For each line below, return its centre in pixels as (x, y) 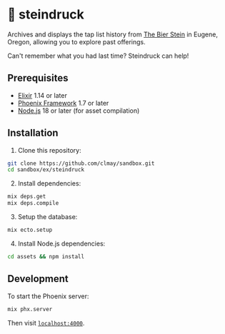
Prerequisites (38, 78)
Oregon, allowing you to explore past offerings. (77, 41)
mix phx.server (30, 309)
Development (38, 279)
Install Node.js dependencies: (61, 243)
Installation (33, 133)
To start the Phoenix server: (48, 296)
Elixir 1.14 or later (42, 95)
